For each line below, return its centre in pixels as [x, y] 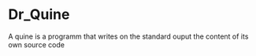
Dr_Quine [39, 15]
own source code [37, 44]
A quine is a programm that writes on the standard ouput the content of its [128, 36]
